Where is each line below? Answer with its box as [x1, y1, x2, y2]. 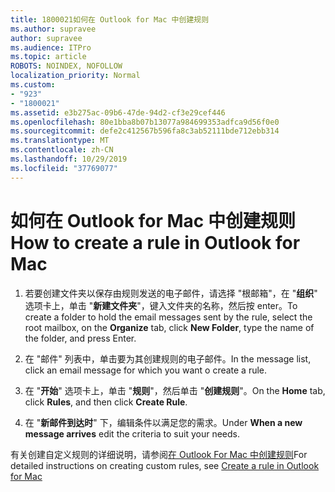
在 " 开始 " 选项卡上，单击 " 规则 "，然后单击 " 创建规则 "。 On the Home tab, [24, 384, 326, 396]
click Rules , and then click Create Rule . [24, 396, 188, 408]
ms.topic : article [10, 52, 87, 62]
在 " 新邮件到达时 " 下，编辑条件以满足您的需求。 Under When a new [24, 416, 303, 428]
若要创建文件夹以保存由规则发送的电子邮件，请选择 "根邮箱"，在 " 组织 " [24, 287, 318, 299]
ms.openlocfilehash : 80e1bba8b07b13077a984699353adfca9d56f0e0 [10, 117, 280, 127]
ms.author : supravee [10, 24, 97, 34]
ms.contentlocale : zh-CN [10, 145, 114, 155]
